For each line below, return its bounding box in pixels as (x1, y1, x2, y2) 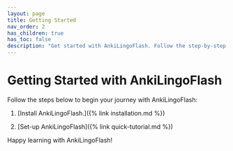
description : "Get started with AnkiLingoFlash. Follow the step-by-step (7, 42, 227, 49)
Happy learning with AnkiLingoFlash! (7, 136, 113, 144)
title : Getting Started (7, 17, 77, 24)
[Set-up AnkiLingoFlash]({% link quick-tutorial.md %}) (17, 122, 173, 131)
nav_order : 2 (7, 23, 45, 30)
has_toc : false (7, 36, 52, 43)
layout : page (7, 10, 45, 17)
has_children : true (7, 29, 64, 37)
